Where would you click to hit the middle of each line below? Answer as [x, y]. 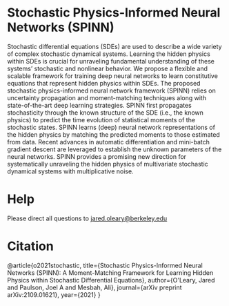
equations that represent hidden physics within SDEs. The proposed [104, 83]
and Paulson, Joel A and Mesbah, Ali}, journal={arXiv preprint [94, 287]
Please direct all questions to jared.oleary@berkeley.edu [87, 218]
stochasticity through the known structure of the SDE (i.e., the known [105, 113]
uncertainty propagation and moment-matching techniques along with [107, 97]
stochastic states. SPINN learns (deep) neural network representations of [111, 127]
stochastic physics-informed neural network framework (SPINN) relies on [111, 90]
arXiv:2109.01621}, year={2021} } [54, 294]
